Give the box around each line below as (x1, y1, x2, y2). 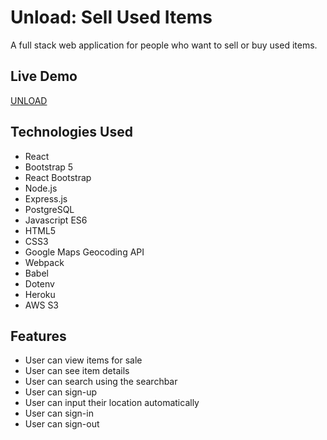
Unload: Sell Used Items (10, 6, 213, 29)
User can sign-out (24, 418, 100, 430)
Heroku (24, 288, 56, 300)
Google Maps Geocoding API (24, 246, 145, 258)
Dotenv (24, 277, 55, 290)
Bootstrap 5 (24, 161, 74, 173)
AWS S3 (24, 299, 60, 311)
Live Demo (10, 68, 78, 85)
